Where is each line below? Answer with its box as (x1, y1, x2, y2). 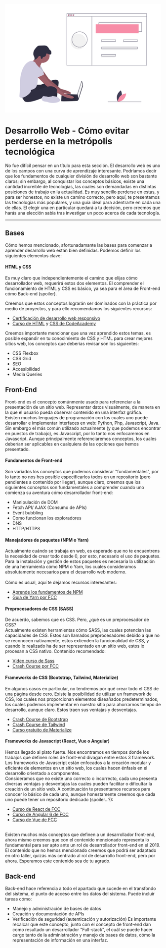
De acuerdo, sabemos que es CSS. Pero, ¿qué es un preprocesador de (5, 616, 149, 623)
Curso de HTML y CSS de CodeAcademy (12, 320, 96, 326)
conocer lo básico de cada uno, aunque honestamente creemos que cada (5, 791, 156, 797)
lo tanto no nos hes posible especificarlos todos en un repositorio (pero (5, 474, 151, 480)
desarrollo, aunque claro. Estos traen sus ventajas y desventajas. (5, 707, 137, 713)
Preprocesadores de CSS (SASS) (5, 606, 74, 612)
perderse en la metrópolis (5, 136, 113, 147)
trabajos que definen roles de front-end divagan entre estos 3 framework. (5, 754, 156, 760)
